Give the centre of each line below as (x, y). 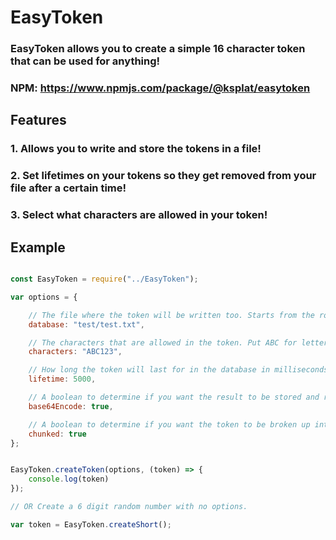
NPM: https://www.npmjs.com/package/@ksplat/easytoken (160, 88)
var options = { (44, 297)
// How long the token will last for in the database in (149, 370)
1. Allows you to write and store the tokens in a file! (136, 149)
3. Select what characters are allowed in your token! (139, 215)
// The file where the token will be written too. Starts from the (171, 315)
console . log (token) (69, 479)
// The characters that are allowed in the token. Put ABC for (163, 342)
